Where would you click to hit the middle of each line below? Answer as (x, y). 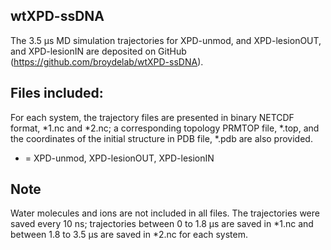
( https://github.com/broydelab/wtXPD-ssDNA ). (107, 61)
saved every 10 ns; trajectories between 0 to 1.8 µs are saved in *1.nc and (162, 224)
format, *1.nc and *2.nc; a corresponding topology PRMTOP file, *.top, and (165, 128)
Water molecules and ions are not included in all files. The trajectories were (165, 213)
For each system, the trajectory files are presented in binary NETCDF (152, 117)
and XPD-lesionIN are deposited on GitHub (98, 51)
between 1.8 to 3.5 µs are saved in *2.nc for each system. (129, 235)
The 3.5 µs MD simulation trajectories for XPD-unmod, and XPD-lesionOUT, (166, 40)
